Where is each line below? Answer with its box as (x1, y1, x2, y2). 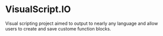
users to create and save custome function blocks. (5, 25, 111, 31)
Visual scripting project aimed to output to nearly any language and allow (5, 20, 158, 26)
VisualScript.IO (5, 4, 71, 15)
